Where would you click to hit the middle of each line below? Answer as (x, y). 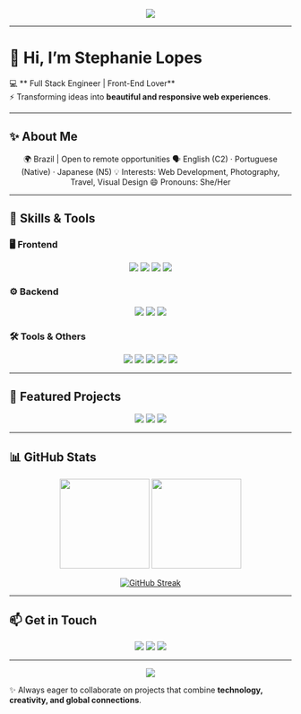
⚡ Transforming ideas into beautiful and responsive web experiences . (140, 96)
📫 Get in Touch (53, 620)
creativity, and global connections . (75, 701)
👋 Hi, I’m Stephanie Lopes (106, 58)
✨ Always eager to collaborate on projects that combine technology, (136, 690)
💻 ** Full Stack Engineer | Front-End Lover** (92, 83)
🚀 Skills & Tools (52, 218)
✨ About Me (43, 137)
